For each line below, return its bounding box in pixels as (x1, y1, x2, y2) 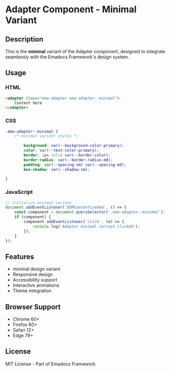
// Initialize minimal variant (5, 200, 72, 205)
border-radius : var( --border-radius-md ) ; (23, 157, 113, 162)
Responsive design (12, 271, 53, 277)
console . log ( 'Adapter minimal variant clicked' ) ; (32, 224, 140, 229)
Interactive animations (12, 282, 60, 289)
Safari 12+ (12, 327, 34, 333)
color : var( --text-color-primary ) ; (23, 148, 100, 153)
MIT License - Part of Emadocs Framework (5, 361, 96, 367)
